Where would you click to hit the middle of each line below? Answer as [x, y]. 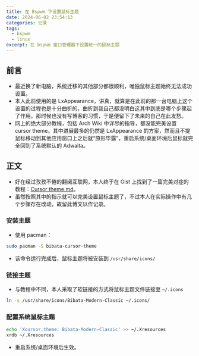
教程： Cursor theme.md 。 [47, 189]
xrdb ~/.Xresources [30, 335]
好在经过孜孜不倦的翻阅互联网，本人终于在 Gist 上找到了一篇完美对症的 [102, 182]
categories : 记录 [27, 23]
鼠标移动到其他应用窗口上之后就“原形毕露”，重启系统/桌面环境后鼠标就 [101, 138]
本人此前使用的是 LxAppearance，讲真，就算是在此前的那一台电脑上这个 [104, 101]
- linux [21, 39]
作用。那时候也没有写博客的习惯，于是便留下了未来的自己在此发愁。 [103, 115]
